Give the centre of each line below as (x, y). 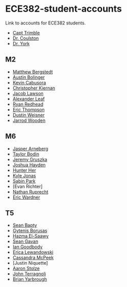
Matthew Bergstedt (33, 72)
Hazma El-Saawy (31, 236)
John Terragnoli (29, 274)
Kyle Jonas (24, 175)
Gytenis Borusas (30, 231)
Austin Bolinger (28, 77)
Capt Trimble (26, 33)
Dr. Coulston (26, 38)
